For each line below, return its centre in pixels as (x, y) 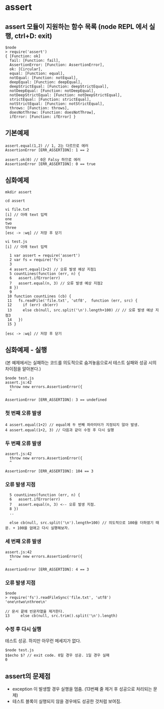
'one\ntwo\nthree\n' (26, 602)
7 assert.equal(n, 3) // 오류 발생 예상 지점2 (56, 283)
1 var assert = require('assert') (45, 255)
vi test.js (16, 241)
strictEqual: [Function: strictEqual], (50, 99)
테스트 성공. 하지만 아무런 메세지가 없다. (43, 641)
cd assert (15, 201)
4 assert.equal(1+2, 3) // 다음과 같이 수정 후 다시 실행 (60, 430)
